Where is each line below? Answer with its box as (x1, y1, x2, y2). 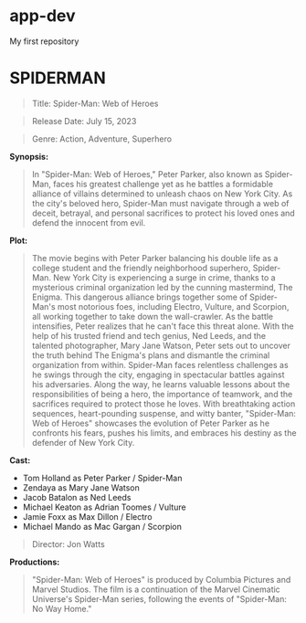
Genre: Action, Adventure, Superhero (31, 133, 172, 144)
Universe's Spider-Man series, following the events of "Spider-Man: (31, 593, 288, 604)
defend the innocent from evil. (31, 216, 146, 228)
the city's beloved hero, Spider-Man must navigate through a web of (31, 197, 290, 208)
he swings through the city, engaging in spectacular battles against (31, 369, 285, 380)
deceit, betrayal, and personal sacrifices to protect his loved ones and (31, 207, 295, 218)
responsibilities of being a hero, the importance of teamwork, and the (31, 388, 293, 399)
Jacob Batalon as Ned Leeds (22, 491, 132, 502)
